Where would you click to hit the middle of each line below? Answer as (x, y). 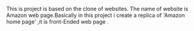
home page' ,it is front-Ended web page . (58, 22)
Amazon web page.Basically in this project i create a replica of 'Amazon (95, 15)
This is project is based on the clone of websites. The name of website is (97, 9)
